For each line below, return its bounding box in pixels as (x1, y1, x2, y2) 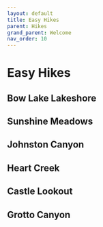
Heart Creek (7, 162, 60, 174)
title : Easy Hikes (7, 16, 59, 23)
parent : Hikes (7, 23, 48, 29)
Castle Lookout (7, 186, 73, 198)
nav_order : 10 (7, 36, 48, 43)
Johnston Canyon (7, 139, 85, 151)
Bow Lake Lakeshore (7, 92, 97, 104)
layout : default (7, 10, 53, 17)
